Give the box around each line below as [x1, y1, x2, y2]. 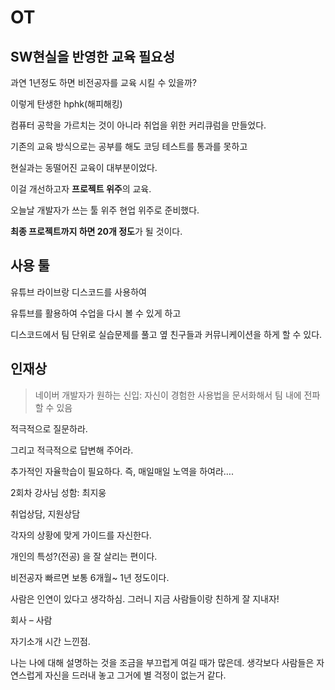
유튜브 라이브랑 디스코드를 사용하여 [10, 286, 147, 298]
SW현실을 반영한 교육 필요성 [10, 48, 175, 65]
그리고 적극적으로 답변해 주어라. [10, 444, 134, 456]
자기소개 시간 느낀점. [10, 635, 91, 647]
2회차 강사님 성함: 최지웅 [10, 486, 107, 498]
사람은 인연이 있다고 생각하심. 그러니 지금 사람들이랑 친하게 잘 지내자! [10, 592, 280, 605]
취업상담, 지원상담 [10, 507, 81, 520]
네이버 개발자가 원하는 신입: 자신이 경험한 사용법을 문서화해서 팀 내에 [34, 389, 302, 401]
